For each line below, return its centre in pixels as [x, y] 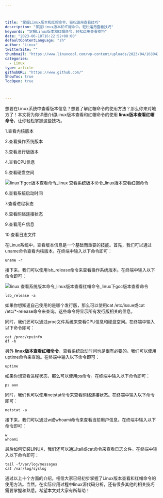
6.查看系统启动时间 [24, 193]
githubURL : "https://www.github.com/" [44, 72]
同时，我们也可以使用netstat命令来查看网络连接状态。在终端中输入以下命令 [80, 395]
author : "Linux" [21, 45]
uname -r [14, 260]
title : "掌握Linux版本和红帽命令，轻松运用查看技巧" [53, 22]
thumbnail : [16, 54]
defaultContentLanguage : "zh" [36, 40]
